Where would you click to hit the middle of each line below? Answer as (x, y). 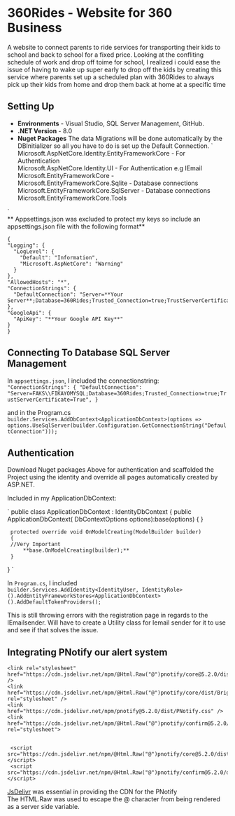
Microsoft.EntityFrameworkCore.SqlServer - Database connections (114, 190)
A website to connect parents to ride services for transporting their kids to (114, 47)
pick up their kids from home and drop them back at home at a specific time (116, 84)
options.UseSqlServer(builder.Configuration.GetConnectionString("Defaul (117, 426)
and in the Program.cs (39, 412)
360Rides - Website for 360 (90, 13)
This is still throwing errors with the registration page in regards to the (108, 616)
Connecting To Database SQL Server (88, 353)
